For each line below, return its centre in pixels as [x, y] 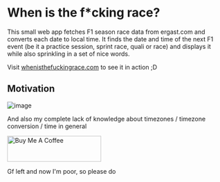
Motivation [31, 89]
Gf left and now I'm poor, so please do [62, 171]
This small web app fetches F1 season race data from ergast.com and [106, 32]
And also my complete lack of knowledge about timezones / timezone [107, 119]
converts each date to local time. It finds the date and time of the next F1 [110, 39]
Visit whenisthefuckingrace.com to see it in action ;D [82, 67]
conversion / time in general [47, 126]
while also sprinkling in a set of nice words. [68, 54]
